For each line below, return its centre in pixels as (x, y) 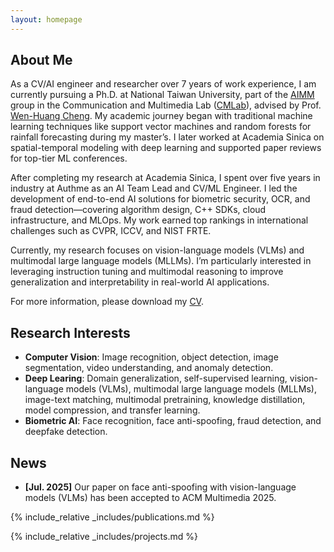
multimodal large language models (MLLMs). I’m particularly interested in (161, 261)
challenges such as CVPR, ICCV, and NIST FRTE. (111, 231)
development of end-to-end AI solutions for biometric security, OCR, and (160, 199)
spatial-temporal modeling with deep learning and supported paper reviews (166, 148)
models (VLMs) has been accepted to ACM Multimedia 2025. (150, 498)
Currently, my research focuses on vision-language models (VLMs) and (157, 250)
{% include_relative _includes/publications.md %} (112, 517)
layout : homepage (46, 19)
